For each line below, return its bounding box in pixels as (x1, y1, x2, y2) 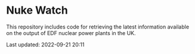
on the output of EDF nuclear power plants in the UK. (6, 29, 136, 36)
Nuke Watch (6, 4, 69, 17)
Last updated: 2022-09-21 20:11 (6, 41, 85, 48)
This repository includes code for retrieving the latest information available (6, 23, 190, 30)
